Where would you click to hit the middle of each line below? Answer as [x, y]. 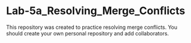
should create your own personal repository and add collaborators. [88, 33]
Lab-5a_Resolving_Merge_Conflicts [96, 11]
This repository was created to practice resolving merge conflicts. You [92, 27]
